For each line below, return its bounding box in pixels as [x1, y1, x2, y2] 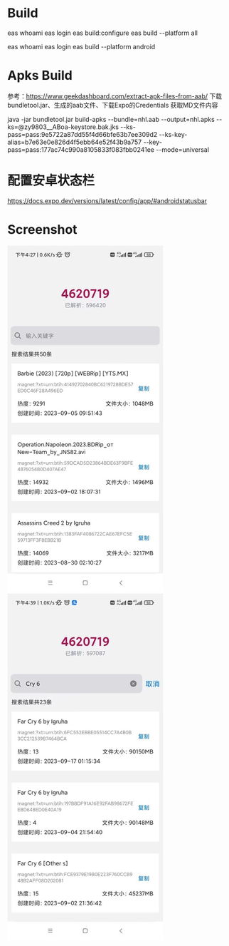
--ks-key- [159, 130, 188, 138]
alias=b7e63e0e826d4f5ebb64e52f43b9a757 [7, 138, 142, 146]
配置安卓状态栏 [7, 173, 95, 189]
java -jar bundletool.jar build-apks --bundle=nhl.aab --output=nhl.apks [7, 115, 215, 123]
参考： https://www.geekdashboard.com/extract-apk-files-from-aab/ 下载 [7, 91, 223, 101]
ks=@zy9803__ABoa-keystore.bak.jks [7, 123, 119, 131]
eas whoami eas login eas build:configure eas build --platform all [7, 29, 198, 37]
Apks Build [7, 68, 73, 83]
